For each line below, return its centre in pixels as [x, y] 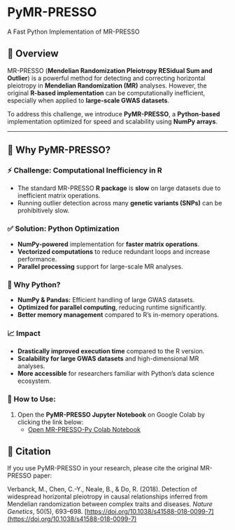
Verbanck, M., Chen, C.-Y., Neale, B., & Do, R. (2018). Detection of [102, 489]
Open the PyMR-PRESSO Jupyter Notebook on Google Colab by [111, 414]
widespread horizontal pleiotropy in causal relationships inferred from [107, 497]
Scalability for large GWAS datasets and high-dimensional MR [108, 359]
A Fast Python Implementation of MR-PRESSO [73, 32]
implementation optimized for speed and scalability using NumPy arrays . [113, 121]
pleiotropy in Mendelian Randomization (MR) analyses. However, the [107, 86]
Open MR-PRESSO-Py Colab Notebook [84, 429]
